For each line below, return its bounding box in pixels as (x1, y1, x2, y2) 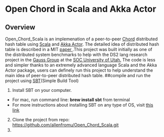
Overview (5, 23, 36, 31)
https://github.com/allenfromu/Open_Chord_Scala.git (12, 122, 119, 128)
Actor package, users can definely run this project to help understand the (5, 67, 153, 73)
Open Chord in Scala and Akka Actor (5, 3, 157, 15)
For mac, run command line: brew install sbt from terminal (12, 97, 130, 103)
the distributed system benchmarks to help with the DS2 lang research (5, 52, 148, 57)
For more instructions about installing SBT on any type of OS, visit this (12, 102, 153, 108)
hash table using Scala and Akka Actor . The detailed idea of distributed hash (5, 41, 159, 47)
